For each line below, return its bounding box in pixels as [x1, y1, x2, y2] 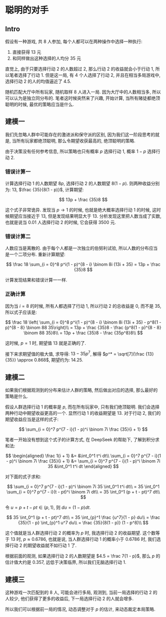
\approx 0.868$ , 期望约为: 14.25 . [17, 357, 83, 363]
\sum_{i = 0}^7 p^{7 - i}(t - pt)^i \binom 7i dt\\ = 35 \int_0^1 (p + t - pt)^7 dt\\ [6, 489, 160, 495]
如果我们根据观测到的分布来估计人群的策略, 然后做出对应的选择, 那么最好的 [5, 387, 158, 393]
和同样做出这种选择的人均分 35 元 [12, 55, 81, 61]
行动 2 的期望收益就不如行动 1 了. [9, 542, 77, 548]
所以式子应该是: [5, 309, 37, 315]
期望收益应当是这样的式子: [5, 416, 59, 422]
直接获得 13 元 [12, 49, 42, 55]
